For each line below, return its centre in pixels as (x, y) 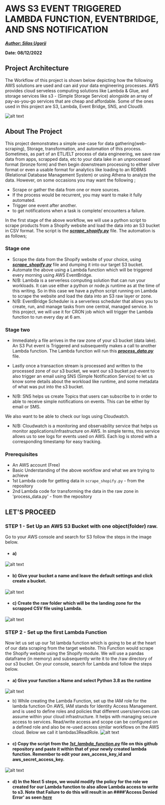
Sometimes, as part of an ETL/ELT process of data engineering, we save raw (83, 154)
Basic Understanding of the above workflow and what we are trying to (83, 470)
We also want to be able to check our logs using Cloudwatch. (67, 416)
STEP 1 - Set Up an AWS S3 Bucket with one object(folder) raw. (82, 526)
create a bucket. (29, 581)
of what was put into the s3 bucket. (48, 387)
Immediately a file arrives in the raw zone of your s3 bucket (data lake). (84, 340)
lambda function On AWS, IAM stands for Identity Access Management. (85, 706)
